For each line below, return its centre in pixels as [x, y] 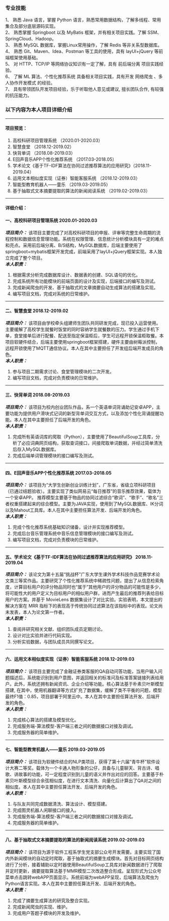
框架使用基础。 [25, 58]
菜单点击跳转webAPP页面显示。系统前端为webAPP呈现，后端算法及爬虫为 [82, 877]
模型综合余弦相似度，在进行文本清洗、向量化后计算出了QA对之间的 [92, 780]
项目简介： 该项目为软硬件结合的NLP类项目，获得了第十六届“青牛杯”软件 [80, 761]
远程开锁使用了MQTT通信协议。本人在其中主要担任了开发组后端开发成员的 [82, 348]
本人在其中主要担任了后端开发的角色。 [54, 420]
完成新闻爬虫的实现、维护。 [41, 907]
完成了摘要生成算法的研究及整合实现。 [52, 901]
